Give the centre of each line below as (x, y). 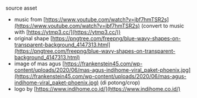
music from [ (30, 19)
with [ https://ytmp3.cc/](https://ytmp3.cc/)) (67, 32)
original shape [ (33, 38)
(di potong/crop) (120, 83)
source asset (21, 8)
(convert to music (163, 26)
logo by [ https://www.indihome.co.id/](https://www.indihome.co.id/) (97, 89)
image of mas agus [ (39, 64)
